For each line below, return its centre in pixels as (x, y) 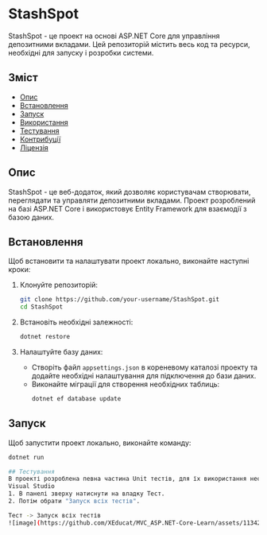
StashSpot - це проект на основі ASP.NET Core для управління (114, 36)
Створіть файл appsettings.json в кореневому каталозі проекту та (145, 367)
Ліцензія (34, 147)
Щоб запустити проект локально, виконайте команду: (100, 443)
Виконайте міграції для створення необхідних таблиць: (126, 384)
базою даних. (31, 217)
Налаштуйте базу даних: (61, 352)
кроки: (19, 269)
